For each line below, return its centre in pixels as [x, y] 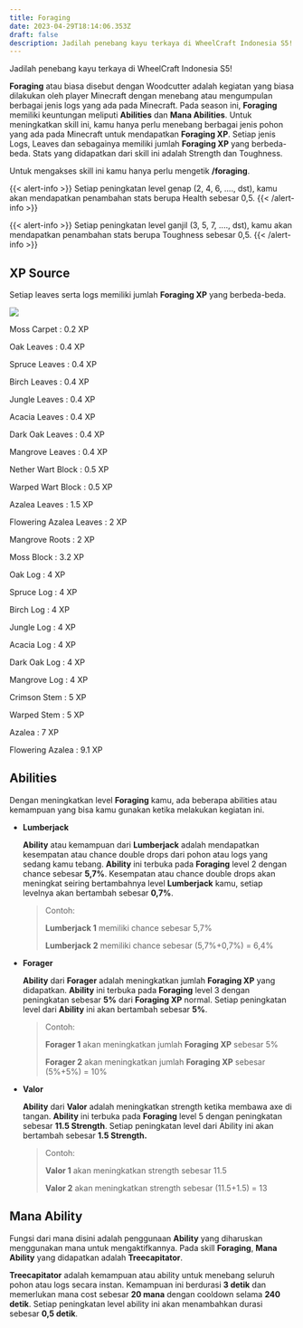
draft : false [34, 34]
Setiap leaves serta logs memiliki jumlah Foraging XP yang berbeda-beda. [148, 295]
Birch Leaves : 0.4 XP [49, 382]
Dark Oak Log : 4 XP [47, 662]
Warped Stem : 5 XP [47, 715]
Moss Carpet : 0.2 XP [49, 329]
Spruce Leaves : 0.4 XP [53, 365]
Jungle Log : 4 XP [43, 627]
